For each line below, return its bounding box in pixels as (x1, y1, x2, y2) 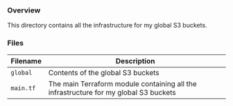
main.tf (10, 84, 36, 92)
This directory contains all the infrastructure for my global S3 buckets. (7, 21, 207, 30)
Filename (10, 56, 42, 65)
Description (115, 56, 155, 65)
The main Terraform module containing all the (48, 78, 198, 88)
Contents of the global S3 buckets (48, 67, 159, 77)
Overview (7, 6, 41, 15)
